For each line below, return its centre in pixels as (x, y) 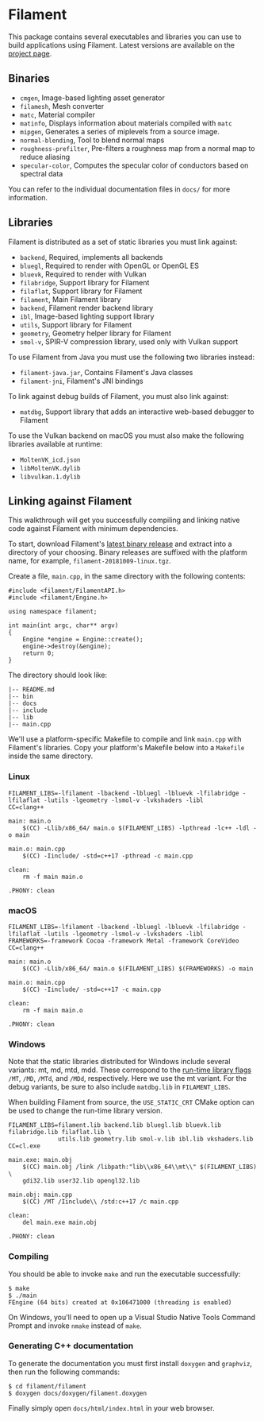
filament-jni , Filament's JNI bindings (82, 381)
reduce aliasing (45, 157)
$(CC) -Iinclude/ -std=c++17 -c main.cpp (92, 989)
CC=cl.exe (25, 1146)
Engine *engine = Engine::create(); (83, 640)
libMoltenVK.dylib (50, 468)
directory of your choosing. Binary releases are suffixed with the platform (128, 552)
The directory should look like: (58, 675)
